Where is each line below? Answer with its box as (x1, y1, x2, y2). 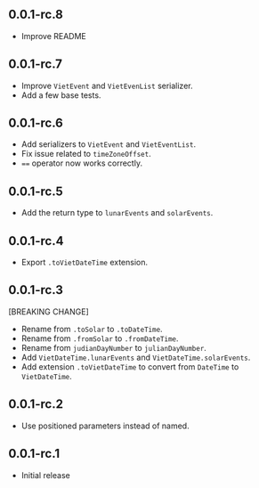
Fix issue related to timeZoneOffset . (20, 149, 152, 159)
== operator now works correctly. (20, 158, 143, 168)
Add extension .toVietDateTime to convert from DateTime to (20, 361, 239, 372)
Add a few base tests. (20, 89, 101, 101)
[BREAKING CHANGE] (8, 306, 90, 317)
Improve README (20, 30, 86, 41)
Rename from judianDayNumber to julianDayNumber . (20, 342, 206, 353)
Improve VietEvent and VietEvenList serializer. (20, 80, 193, 91)
